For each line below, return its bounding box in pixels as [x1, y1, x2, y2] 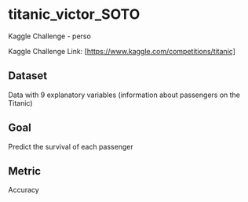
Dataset [8, 69, 48, 83]
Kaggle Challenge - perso [8, 31, 92, 41]
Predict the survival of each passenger [8, 142, 133, 151]
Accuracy [8, 186, 39, 195]
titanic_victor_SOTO [8, 5, 140, 23]
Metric [8, 164, 42, 178]
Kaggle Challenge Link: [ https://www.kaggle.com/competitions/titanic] [8, 46, 235, 56]
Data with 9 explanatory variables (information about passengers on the [8, 90, 241, 99]
